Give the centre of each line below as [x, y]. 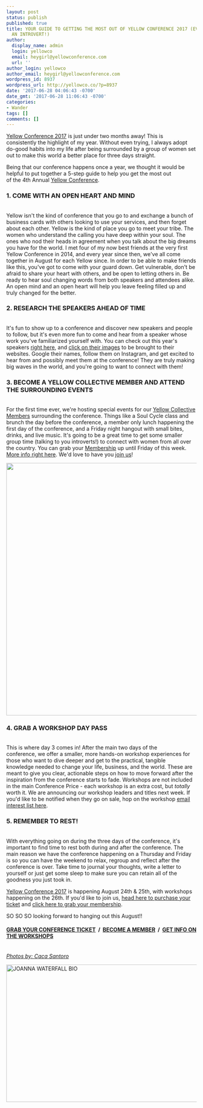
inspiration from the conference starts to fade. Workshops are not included [99, 780]
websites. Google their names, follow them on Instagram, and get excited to [100, 353]
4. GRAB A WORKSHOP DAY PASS [57, 728]
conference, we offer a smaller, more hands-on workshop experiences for [98, 754]
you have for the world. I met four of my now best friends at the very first [97, 247]
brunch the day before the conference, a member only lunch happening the [100, 422]
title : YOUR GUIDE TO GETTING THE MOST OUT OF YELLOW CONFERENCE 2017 [97, 29]
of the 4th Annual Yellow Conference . [53, 180]
